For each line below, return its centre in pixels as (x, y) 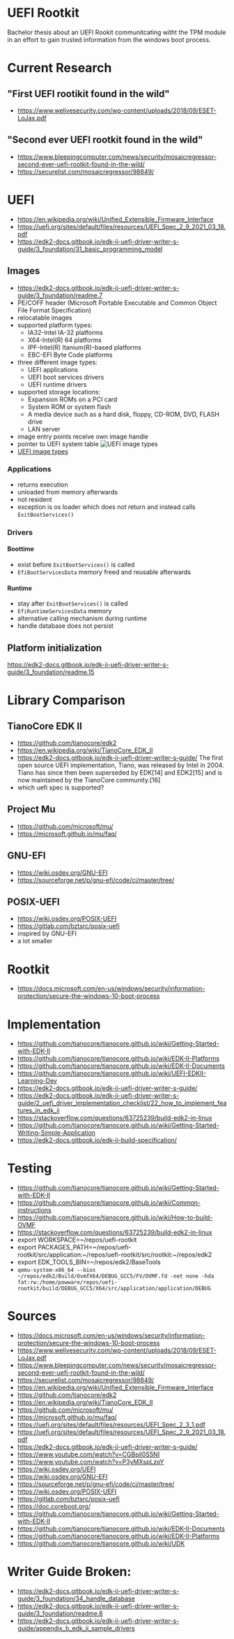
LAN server (44, 429)
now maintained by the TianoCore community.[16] (89, 780)
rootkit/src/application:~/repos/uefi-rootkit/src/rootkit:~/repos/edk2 (115, 1255)
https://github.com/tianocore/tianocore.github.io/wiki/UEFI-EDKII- (112, 1073)
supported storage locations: (59, 392)
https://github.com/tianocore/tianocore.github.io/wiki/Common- (109, 1203)
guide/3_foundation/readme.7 (60, 295)
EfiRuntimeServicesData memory (64, 611)
